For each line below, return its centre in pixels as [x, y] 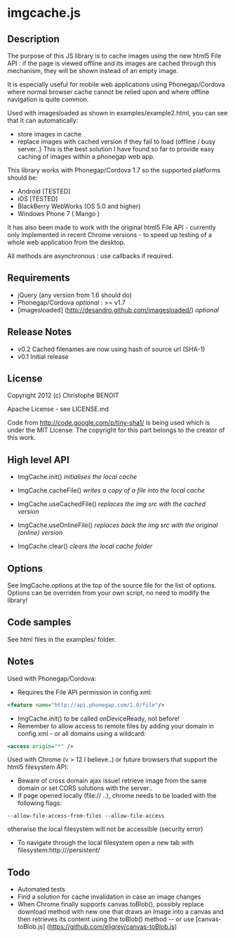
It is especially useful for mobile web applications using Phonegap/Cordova [116, 84]
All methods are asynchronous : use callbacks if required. [90, 256]
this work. [22, 438]
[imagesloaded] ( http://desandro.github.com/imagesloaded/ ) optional [118, 310]
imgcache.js [44, 13]
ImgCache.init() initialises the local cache [77, 477]
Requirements [39, 278]
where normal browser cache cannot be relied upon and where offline [108, 92]
